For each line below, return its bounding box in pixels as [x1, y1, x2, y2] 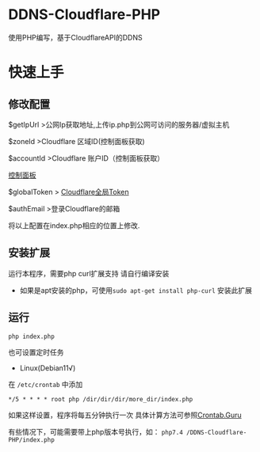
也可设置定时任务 [8, 347, 64, 357]
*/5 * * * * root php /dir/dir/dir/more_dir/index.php [8, 395, 193, 403]
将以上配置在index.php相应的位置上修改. [8, 220, 140, 230]
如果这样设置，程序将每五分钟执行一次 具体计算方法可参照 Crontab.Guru [8, 410, 242, 420]
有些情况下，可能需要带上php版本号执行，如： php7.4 [8, 427, 184, 436]
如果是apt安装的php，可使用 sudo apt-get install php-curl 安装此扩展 [19, 285, 252, 294]
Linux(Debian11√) [19, 363, 76, 373]
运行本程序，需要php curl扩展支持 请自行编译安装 [8, 268, 170, 278]
